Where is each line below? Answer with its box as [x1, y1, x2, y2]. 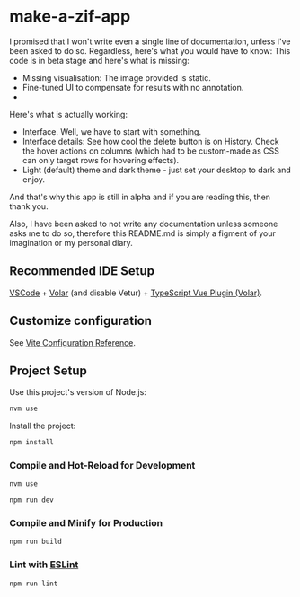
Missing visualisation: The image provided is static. [22, 72, 211, 83]
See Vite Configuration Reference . [9, 337, 137, 347]
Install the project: [9, 420, 76, 432]
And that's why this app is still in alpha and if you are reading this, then [9, 191, 271, 202]
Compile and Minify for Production [9, 517, 163, 530]
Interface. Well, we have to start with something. [22, 126, 202, 136]
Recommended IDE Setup [9, 263, 155, 279]
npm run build [9, 537, 63, 547]
